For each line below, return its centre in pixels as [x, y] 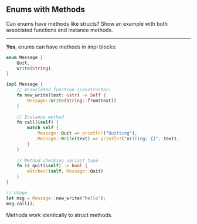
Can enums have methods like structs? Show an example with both [87, 23]
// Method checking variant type [57, 160]
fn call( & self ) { [38, 122]
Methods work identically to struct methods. [60, 215]
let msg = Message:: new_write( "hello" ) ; [56, 198]
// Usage [17, 192]
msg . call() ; [21, 204]
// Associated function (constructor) [64, 90]
